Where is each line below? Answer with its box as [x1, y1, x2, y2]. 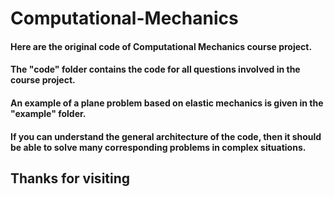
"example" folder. [10, 107, 87, 119]
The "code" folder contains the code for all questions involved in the [10, 63, 301, 76]
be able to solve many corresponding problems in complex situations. [10, 141, 307, 153]
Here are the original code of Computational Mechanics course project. [10, 40, 313, 52]
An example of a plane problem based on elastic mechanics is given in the [10, 97, 324, 109]
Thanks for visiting [10, 170, 131, 187]
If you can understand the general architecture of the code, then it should [10, 130, 322, 142]
